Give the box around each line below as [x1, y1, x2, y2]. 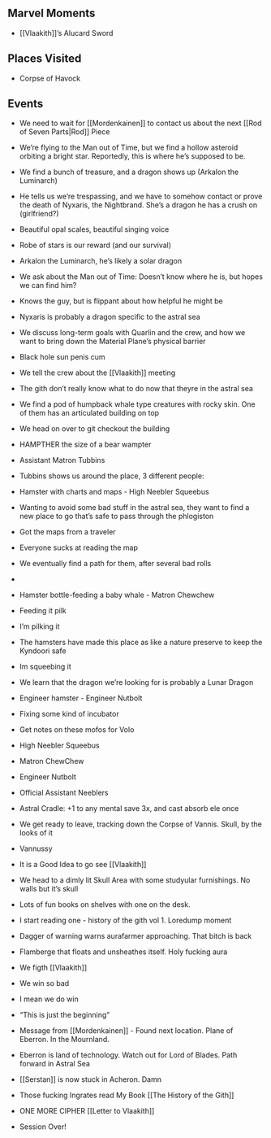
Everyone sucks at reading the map [19, 543, 139, 552]
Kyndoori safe [19, 646, 67, 656]
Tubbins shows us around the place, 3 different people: [19, 471, 204, 481]
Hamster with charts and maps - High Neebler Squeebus [19, 487, 209, 497]
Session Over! [19, 1122, 67, 1131]
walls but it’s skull [19, 884, 79, 894]
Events [7, 97, 44, 111]
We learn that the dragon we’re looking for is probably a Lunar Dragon [19, 678, 254, 687]
